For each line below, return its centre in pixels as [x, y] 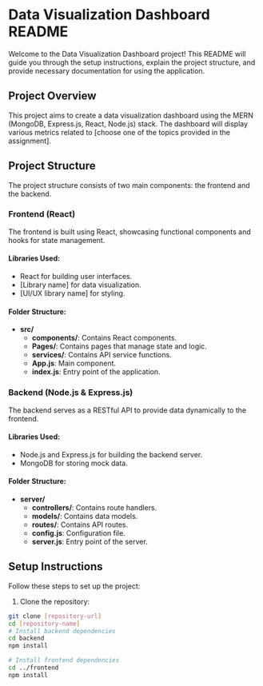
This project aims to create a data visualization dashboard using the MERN [131, 115]
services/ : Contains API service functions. [102, 355]
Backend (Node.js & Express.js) [71, 393]
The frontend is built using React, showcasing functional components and [130, 231]
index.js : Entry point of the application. [96, 372]
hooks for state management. [57, 240]
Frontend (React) [42, 214]
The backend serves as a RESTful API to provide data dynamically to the [127, 410]
